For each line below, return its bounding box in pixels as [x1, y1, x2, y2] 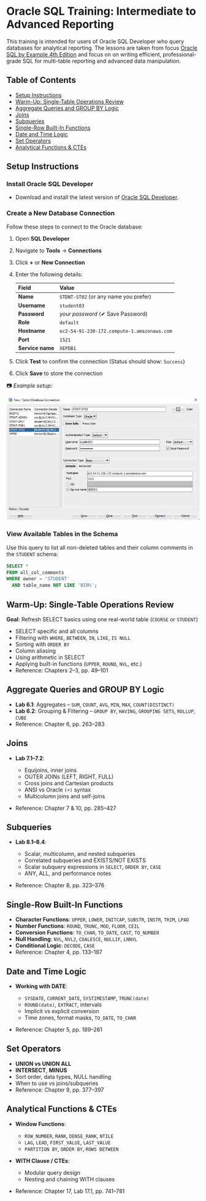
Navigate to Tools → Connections [15, 247, 102, 254]
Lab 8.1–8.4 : [15, 838, 47, 845]
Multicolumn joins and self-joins [24, 792, 105, 799]
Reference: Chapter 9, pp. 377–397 [15, 1086, 104, 1094]
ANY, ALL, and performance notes [24, 870, 112, 877]
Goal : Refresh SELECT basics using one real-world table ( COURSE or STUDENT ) [6, 616, 198, 623]
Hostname [18, 327, 45, 335]
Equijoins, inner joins [24, 766, 77, 774]
